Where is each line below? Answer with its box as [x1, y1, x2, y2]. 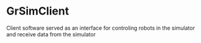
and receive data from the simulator [6, 30, 96, 38]
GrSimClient [6, 4, 69, 18]
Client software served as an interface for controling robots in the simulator [6, 24, 195, 31]
